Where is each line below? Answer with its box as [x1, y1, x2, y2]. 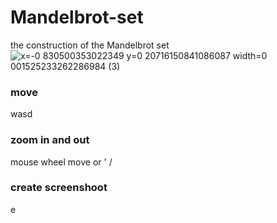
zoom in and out [10, 133, 90, 147]
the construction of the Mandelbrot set [10, 39, 170, 51]
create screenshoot [10, 181, 108, 195]
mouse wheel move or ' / [10, 156, 113, 168]
